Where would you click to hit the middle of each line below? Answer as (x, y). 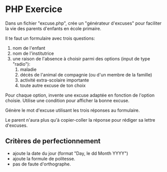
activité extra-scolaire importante (55, 80)
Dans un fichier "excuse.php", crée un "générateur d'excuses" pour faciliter (83, 23)
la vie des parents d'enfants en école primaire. (53, 28)
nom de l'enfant (29, 48)
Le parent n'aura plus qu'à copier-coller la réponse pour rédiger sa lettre (80, 120)
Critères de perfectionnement (53, 141)
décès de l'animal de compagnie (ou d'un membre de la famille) (86, 74)
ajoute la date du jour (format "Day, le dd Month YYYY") (70, 153)
